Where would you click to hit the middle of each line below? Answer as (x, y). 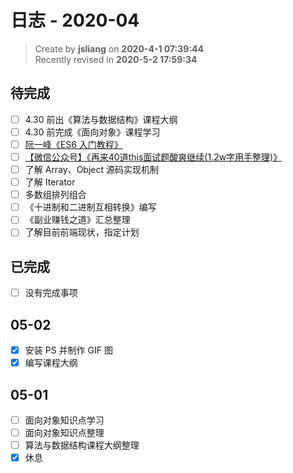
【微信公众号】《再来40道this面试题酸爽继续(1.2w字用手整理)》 (153, 157)
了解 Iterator (50, 182)
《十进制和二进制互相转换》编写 (90, 207)
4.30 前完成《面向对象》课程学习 (92, 132)
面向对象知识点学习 (64, 420)
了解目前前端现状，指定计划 (82, 232)
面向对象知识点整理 (64, 433)
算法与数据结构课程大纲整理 (82, 445)
